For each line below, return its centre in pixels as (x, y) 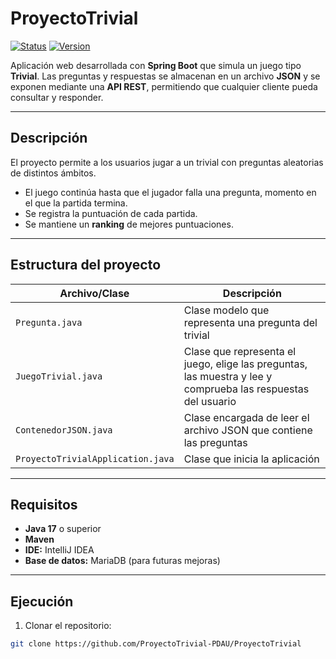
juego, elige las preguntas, (245, 364)
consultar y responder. (57, 97)
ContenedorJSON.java (64, 430)
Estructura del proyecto (86, 265)
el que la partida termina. (76, 203)
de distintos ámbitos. (53, 173)
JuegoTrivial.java (59, 376)
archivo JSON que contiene (248, 430)
